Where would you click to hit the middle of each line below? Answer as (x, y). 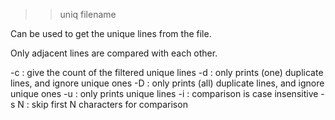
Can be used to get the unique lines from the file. (111, 33)
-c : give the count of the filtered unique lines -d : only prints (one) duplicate (167, 72)
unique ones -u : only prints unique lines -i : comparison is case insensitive (164, 93)
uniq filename (88, 14)
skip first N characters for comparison (109, 104)
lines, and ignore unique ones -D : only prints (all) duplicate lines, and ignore (167, 83)
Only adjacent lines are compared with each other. (114, 53)
